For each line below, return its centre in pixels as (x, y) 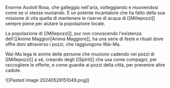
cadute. (13, 70)
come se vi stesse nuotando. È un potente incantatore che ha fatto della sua (85, 13)
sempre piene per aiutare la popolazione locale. (55, 23)
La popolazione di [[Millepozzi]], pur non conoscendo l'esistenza (74, 33)
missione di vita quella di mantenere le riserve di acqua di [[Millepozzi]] (80, 18)
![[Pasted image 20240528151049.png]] (47, 80)
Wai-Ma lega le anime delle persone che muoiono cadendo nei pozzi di (80, 54)
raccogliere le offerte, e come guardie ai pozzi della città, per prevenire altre (85, 65)
